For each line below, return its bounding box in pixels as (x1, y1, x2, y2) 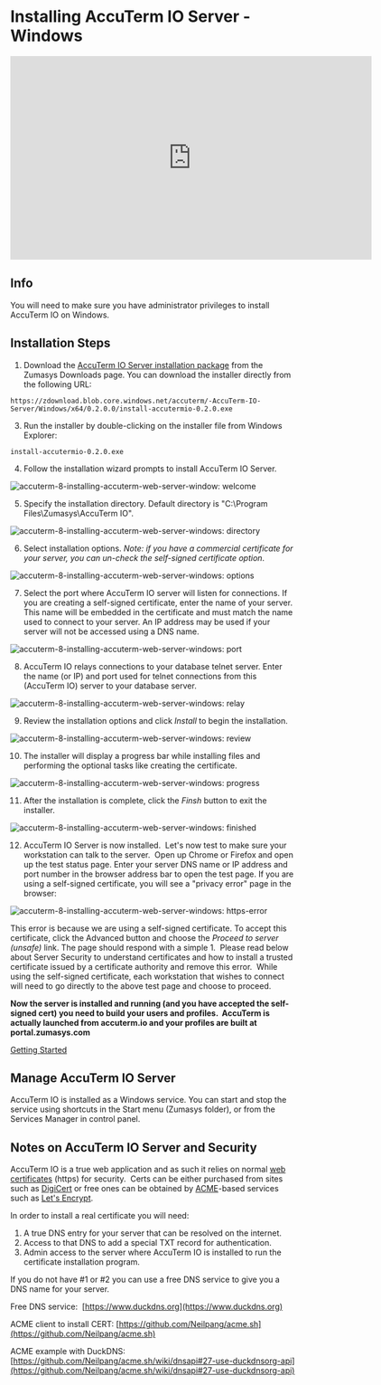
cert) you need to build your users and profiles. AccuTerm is (38, 1007, 270, 1019)
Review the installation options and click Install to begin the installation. (23, 715, 288, 726)
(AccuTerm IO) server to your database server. (23, 680, 197, 691)
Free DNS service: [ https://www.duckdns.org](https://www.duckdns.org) (10, 1301, 283, 1313)
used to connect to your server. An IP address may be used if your (23, 616, 271, 627)
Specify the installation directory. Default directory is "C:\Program (23, 498, 269, 508)
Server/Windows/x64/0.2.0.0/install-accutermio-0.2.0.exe (10, 404, 233, 413)
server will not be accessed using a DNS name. (23, 626, 200, 637)
